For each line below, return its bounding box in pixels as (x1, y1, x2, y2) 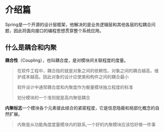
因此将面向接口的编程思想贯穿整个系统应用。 (13, 27, 104, 33)
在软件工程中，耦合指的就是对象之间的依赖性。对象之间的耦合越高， (17, 67, 155, 73)
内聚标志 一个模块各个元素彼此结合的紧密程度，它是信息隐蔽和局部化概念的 (5, 105, 155, 110)
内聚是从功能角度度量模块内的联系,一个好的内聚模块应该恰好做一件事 (17, 121, 156, 127)
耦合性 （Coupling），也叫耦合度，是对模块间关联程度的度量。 (5, 57, 129, 63)
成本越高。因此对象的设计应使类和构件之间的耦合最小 (21, 74, 129, 80)
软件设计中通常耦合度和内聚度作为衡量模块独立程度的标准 (17, 84, 133, 90)
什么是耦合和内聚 (5, 44, 57, 52)
